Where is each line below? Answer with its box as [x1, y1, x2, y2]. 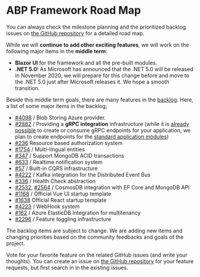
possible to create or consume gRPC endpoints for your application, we [14, 127, 191, 134]
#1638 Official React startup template [14, 196, 107, 204]
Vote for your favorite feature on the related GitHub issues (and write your [6, 251, 188, 258]
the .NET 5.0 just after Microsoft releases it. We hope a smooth [14, 78, 170, 85]
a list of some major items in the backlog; [6, 102, 107, 109]
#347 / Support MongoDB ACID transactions [14, 152, 124, 159]
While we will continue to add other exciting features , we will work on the [6, 41, 189, 48]
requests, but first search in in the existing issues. [6, 264, 128, 271]
